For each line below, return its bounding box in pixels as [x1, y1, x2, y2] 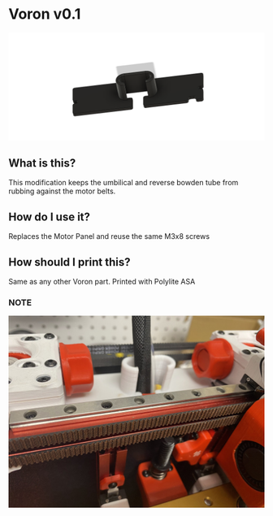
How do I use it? [8, 210, 91, 223]
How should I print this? [8, 255, 131, 269]
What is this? [8, 156, 76, 170]
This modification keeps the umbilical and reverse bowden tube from [8, 178, 239, 188]
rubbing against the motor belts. [8, 186, 116, 196]
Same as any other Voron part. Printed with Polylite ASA [8, 277, 196, 286]
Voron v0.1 [8, 5, 81, 24]
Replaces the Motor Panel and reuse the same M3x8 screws [8, 232, 210, 241]
